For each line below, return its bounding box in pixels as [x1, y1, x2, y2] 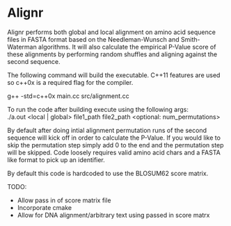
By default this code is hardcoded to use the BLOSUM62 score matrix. [7, 169, 209, 177]
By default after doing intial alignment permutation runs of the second [7, 126, 207, 134]
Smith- [180, 35, 200, 43]
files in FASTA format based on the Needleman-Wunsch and [7, 35, 180, 43]
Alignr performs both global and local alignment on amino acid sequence [7, 28, 216, 36]
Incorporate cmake [17, 203, 72, 211]
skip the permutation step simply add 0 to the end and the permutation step [7, 140, 224, 149]
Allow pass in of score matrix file [17, 196, 111, 204]
